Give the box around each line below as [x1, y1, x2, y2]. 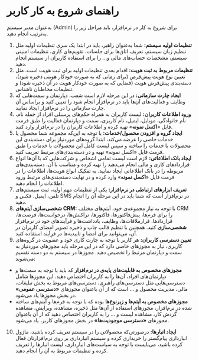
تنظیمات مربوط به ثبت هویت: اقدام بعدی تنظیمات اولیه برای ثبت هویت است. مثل [15, 66, 193, 73]
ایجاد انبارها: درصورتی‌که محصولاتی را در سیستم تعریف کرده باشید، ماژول [15, 328, 177, 335]
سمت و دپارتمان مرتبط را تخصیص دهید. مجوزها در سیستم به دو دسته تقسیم [15, 248, 182, 255]
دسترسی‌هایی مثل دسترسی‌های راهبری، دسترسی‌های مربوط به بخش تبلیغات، [15, 279, 185, 286]
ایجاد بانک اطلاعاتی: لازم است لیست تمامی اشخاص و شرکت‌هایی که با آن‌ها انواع [15, 154, 191, 161]
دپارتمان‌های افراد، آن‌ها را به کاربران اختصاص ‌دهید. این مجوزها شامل [15, 273, 167, 280]
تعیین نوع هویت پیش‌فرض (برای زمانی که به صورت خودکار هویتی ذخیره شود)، [15, 73, 185, 80]
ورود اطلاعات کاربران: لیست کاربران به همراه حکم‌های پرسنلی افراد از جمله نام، [15, 111, 191, 118]
